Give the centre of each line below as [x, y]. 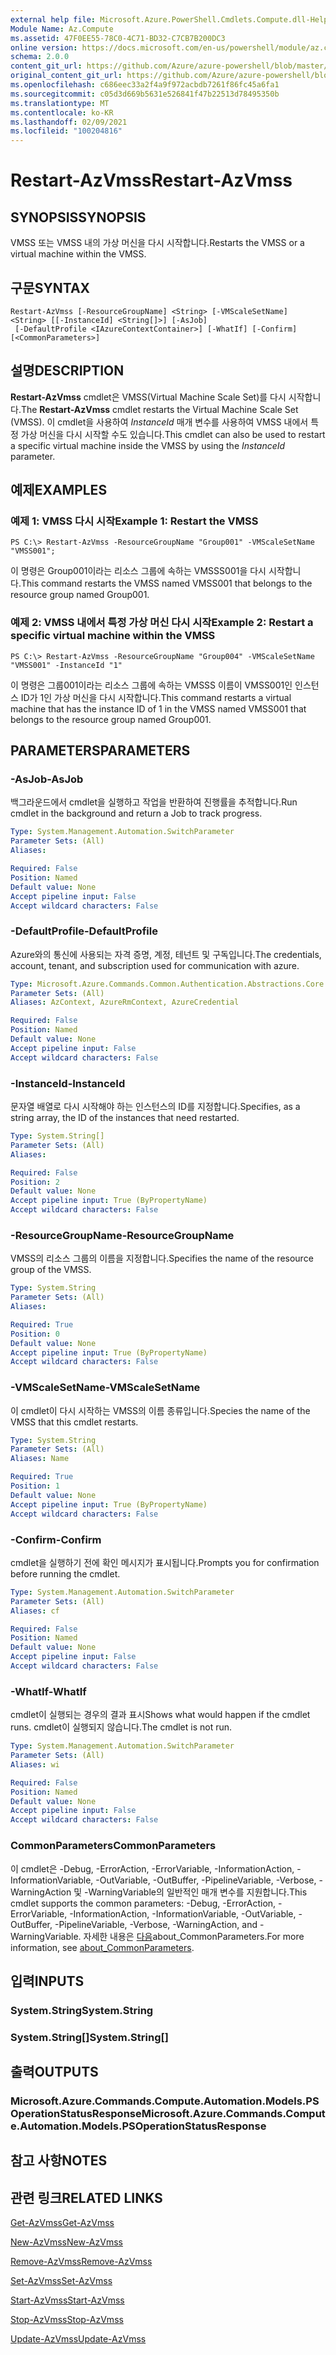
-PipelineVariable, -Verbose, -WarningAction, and [156, 1924]
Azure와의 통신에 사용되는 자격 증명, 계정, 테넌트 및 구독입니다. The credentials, [166, 954]
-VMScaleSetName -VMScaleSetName [105, 1388]
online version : [44, 47]
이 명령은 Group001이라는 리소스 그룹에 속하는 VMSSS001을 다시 [138, 571]
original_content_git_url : [66, 76]
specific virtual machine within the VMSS [113, 636]
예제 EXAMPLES [59, 490]
